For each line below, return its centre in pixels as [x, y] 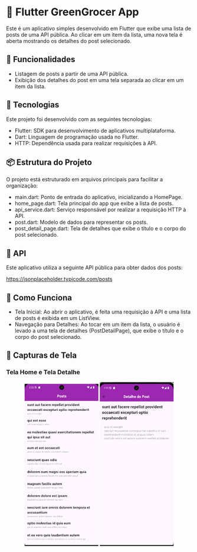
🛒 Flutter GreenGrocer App [73, 12]
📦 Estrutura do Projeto [49, 162]
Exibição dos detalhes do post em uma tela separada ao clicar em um [99, 80]
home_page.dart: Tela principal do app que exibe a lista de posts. [94, 204]
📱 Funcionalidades [41, 59]
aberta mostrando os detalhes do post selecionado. [69, 41]
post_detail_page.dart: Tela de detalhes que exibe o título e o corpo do [100, 228]
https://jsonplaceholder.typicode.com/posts [59, 279]
